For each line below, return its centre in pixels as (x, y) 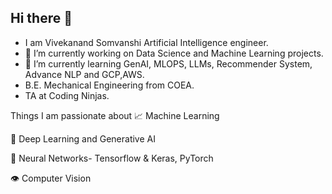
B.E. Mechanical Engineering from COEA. (109, 85)
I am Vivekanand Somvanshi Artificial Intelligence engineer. (146, 42)
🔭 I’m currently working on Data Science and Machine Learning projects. (174, 53)
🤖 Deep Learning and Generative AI (83, 138)
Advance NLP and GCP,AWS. (84, 74)
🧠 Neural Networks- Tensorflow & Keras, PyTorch (112, 158)
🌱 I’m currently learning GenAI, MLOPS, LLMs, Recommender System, (168, 63)
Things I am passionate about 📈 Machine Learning (115, 115)
